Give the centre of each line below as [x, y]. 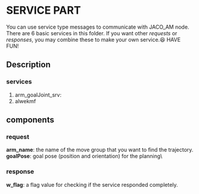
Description [28, 65]
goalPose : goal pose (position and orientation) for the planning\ [84, 156]
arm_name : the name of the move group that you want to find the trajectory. [100, 150]
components [30, 120]
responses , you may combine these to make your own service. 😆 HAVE [93, 39]
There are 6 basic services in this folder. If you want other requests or [92, 33]
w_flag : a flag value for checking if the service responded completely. [92, 184]
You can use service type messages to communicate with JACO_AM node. [98, 27]
